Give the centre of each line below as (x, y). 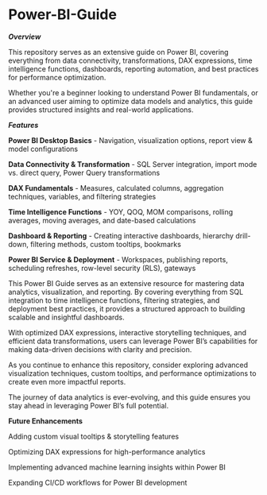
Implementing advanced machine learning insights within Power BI (117, 467)
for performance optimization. (57, 77)
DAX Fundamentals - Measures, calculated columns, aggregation (116, 188)
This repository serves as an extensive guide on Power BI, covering (118, 52)
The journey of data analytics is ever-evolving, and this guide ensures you (130, 397)
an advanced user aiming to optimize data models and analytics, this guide (130, 101)
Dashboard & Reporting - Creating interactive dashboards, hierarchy (121, 235)
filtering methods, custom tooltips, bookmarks (106, 244)
